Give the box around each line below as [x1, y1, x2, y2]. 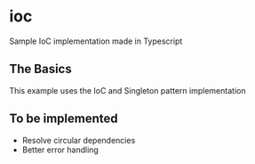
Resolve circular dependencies [21, 135, 136, 145]
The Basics [9, 61, 73, 77]
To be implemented [9, 111, 118, 127]
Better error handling [21, 144, 100, 155]
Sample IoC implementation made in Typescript [9, 36, 183, 46]
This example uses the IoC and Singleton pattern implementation [9, 85, 246, 95]
